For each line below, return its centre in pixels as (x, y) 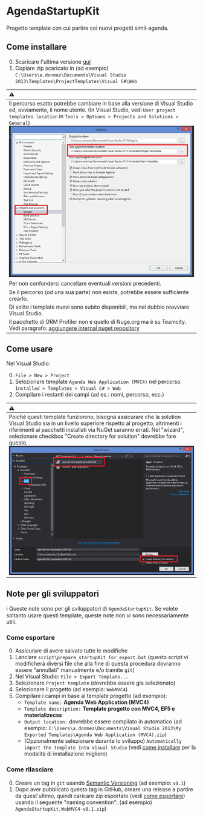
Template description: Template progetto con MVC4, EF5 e (99, 709)
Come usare (30, 349)
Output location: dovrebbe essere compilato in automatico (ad (103, 722)
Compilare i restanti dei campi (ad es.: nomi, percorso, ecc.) (89, 395)
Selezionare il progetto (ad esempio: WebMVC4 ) (71, 689)
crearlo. (18, 298)
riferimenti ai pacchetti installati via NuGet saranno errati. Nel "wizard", (96, 430)
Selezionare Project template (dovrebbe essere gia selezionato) (95, 683)
